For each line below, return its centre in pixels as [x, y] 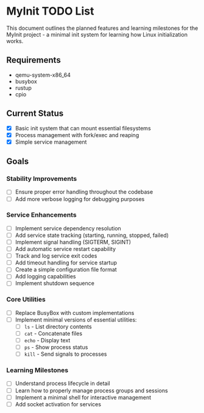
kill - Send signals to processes [65, 354]
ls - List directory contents [58, 327]
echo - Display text [47, 340]
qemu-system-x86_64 [43, 75]
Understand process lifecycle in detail [63, 383]
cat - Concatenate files [53, 333]
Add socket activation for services [58, 404]
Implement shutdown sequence [55, 283]
